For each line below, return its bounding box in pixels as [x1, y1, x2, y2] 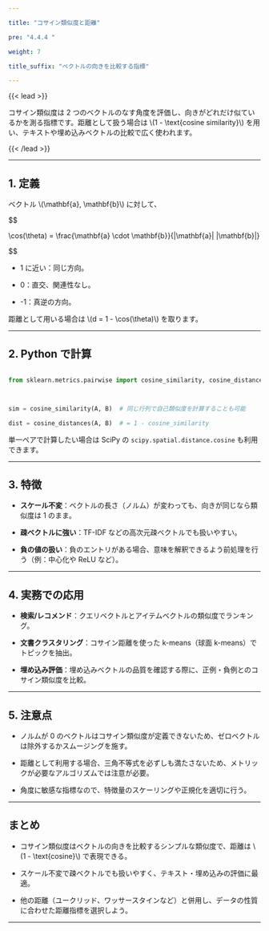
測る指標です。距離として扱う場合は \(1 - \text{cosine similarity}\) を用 [29, 118, 260, 128]
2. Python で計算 [8, 347, 92, 361]
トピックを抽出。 [19, 648, 77, 658]
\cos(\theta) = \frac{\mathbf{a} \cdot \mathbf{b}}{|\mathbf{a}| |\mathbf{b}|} [8, 231, 260, 241]
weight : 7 [8, 47, 42, 56]
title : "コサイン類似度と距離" [8, 18, 101, 26]
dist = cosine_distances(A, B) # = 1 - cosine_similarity [8, 419, 210, 427]
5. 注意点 [8, 708, 52, 722]
